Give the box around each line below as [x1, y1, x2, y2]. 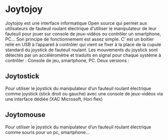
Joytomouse [5, 110, 46, 119]
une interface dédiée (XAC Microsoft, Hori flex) [5, 96, 103, 102]
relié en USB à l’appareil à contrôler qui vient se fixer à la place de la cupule [5, 41, 161, 47]
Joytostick [5, 72, 39, 81]
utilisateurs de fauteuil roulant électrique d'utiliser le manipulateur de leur [5, 25, 157, 31]
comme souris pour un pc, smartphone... [5, 129, 90, 135]
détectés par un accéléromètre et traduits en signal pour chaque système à [5, 52, 161, 58]
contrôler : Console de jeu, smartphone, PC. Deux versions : [5, 57, 130, 63]
